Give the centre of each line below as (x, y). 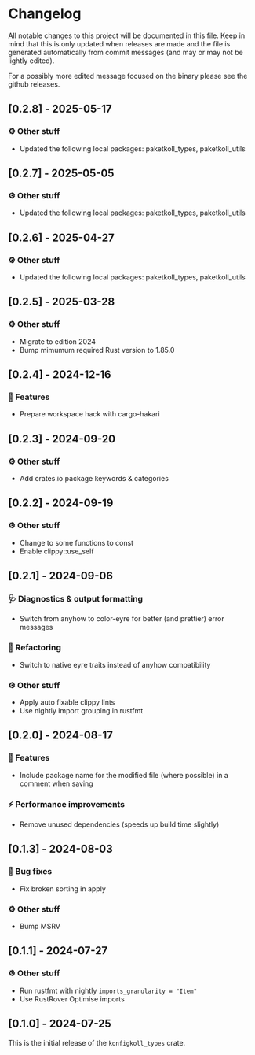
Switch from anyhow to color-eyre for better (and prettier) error (122, 619)
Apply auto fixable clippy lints (67, 702)
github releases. (34, 84)
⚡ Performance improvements (67, 804)
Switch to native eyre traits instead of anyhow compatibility (115, 664)
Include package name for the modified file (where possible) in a (124, 775)
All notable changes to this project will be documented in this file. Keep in (127, 35)
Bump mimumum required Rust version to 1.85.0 (97, 350)
